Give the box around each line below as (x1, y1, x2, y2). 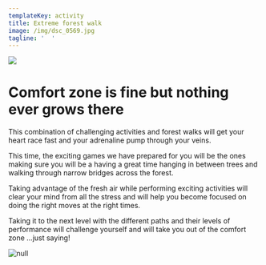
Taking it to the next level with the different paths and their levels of (8, 216, 231, 226)
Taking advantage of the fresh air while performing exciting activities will (8, 183, 248, 193)
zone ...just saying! (8, 233, 71, 243)
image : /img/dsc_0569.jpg (8, 26, 95, 34)
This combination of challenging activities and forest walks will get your (8, 127, 244, 137)
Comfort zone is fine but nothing (8, 83, 230, 102)
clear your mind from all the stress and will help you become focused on (8, 192, 247, 202)
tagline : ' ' (8, 34, 56, 42)
